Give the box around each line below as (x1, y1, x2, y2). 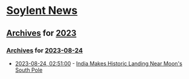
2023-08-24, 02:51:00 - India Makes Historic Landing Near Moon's (15, 60, 183, 67)
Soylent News (6, 4, 78, 18)
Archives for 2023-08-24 (6, 46, 83, 55)
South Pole (15, 66, 43, 74)
